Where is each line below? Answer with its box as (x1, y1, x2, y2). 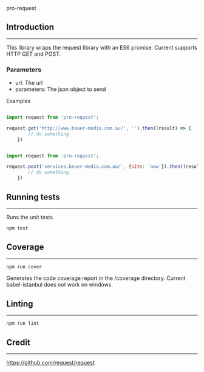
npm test (6, 225, 29, 231)
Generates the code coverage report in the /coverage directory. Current (6, 274, 186, 282)
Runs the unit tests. (6, 213, 55, 221)
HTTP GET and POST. (6, 50, 61, 58)
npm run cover (6, 264, 42, 270)
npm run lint (6, 321, 39, 327)
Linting (6, 299, 33, 309)
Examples (6, 98, 31, 105)
